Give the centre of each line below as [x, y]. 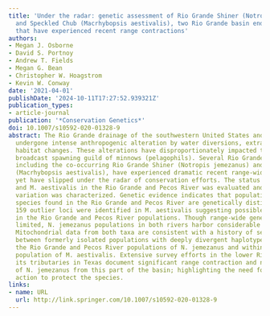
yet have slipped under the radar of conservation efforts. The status [138, 181]
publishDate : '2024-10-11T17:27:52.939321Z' [84, 98]
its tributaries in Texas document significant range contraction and [136, 262]
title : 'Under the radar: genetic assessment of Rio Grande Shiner [124, 16]
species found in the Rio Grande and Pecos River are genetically [129, 203]
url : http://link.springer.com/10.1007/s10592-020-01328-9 [117, 300]
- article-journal [39, 113]
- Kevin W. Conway [39, 83]
